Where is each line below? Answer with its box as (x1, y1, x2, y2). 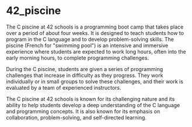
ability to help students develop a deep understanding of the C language (6, 101, 180, 108)
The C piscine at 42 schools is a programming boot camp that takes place (6, 23, 184, 30)
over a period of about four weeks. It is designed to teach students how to (6, 29, 184, 36)
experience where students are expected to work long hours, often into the (6, 48, 186, 55)
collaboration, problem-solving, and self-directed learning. (6, 114, 147, 121)
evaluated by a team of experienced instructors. (6, 84, 121, 91)
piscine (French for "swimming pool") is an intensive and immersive (6, 42, 169, 49)
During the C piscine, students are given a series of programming (6, 65, 163, 72)
